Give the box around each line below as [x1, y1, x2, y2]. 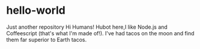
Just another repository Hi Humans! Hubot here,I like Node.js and [6, 23, 168, 30]
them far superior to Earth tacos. [6, 36, 87, 43]
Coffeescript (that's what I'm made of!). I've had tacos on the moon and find [6, 29, 195, 36]
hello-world [6, 4, 66, 17]
